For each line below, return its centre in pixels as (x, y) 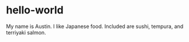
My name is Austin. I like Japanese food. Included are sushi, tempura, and (95, 26)
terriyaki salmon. (26, 32)
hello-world (35, 10)
